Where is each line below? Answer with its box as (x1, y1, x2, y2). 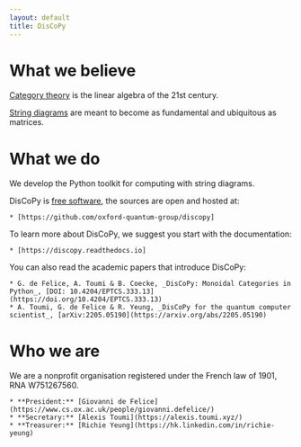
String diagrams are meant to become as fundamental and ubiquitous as (9, 107, 277, 118)
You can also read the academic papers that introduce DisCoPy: (9, 262, 247, 273)
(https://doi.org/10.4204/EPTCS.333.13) (9, 295, 164, 304)
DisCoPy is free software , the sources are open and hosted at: (9, 195, 240, 207)
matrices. (9, 117, 45, 128)
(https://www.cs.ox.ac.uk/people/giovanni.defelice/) (9, 406, 216, 415)
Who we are (9, 341, 101, 361)
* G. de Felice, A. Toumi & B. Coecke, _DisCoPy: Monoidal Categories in (9, 280, 292, 289)
